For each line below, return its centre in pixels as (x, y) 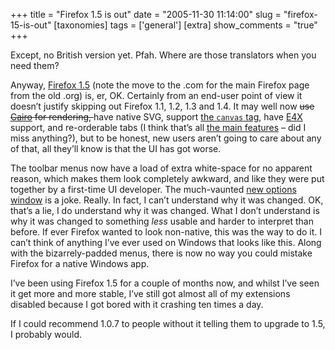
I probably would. (46, 334)
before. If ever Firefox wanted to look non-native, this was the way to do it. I (166, 232)
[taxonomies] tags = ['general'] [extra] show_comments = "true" (185, 25)
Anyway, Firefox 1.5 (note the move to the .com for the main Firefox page (160, 85)
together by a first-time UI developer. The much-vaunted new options (153, 189)
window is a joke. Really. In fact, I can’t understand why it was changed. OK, (167, 200)
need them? (35, 65)
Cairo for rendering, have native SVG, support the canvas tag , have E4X (156, 117)
